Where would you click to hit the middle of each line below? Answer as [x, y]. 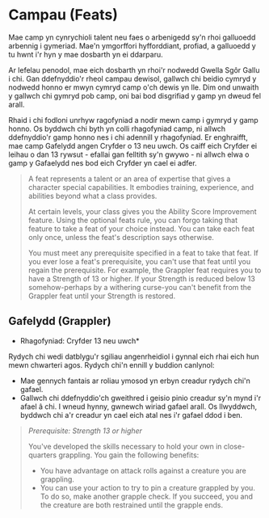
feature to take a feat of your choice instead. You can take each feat [141, 229]
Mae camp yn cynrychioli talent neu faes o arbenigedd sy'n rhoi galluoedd [132, 37]
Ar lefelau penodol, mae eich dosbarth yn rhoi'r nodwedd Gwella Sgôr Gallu [134, 69]
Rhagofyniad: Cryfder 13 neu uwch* [80, 340]
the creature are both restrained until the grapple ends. [132, 505]
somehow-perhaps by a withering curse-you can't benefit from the [140, 287]
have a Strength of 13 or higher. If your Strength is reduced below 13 [142, 278]
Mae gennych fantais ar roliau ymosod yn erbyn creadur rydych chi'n [135, 381]
